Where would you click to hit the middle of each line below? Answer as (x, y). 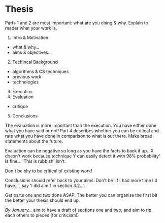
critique (20, 106)
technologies (25, 82)
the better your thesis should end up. (43, 200)
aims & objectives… (32, 52)
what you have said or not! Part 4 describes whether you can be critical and (82, 130)
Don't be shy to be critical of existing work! (49, 171)
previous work (27, 76)
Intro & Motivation (30, 37)
